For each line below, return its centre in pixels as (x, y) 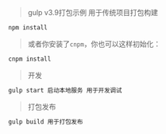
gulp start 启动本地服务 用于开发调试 (65, 90)
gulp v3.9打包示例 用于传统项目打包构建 (93, 12)
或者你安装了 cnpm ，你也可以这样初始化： (94, 44)
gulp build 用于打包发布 (46, 122)
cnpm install (30, 59)
